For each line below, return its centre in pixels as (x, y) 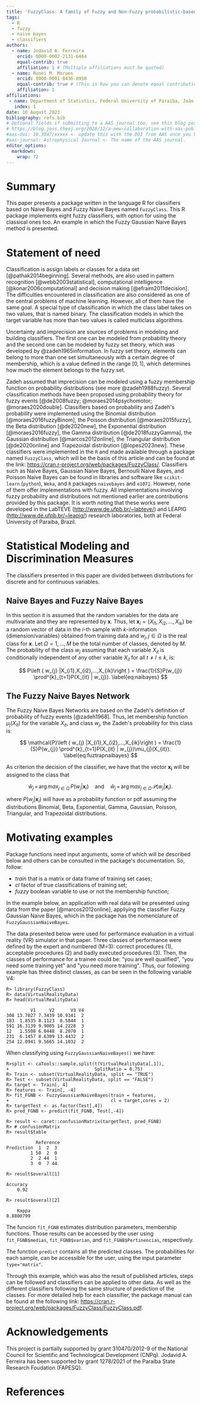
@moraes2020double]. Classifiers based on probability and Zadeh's (90, 407)
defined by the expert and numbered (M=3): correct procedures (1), (90, 947)
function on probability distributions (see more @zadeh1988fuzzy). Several (99, 388)
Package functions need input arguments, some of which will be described (98, 855)
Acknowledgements (57, 1332)
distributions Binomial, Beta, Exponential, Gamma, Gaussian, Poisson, (92, 807)
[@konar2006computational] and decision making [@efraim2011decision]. (98, 288)
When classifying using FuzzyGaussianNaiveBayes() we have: (81, 1053)
